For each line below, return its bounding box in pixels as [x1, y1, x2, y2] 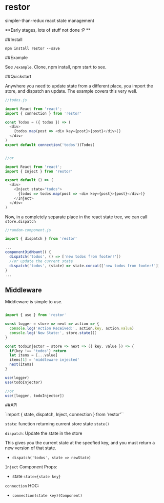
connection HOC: [5, 483, 39, 489]
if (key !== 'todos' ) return [9, 348, 67, 353]
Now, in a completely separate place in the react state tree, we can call [5, 214, 147, 220]
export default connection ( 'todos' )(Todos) [5, 142, 95, 147]
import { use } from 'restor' [5, 313, 67, 317]
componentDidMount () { [5, 250, 51, 255]
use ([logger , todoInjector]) [5, 393, 64, 398]
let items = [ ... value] [9, 353, 58, 358]
